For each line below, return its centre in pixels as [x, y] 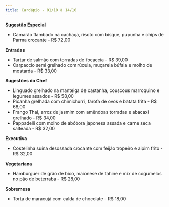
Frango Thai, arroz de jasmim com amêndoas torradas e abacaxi [81, 112]
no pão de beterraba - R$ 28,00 [46, 179]
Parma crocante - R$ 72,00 [41, 40]
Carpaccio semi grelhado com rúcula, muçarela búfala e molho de [82, 65]
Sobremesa [18, 189]
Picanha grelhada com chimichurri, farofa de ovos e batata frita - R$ [85, 101]
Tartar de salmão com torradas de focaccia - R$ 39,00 [70, 60]
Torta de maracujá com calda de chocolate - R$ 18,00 [69, 199]
